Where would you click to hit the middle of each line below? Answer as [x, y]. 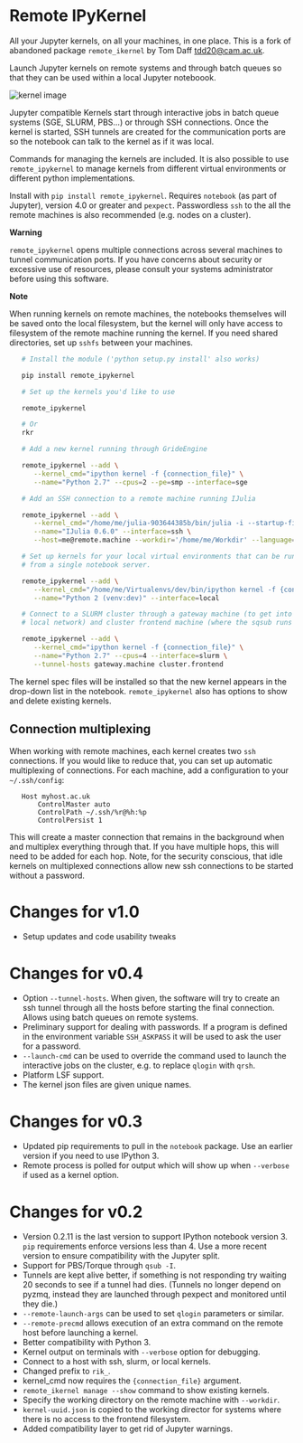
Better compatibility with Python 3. [87, 1343]
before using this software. [60, 278]
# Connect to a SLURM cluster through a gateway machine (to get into [157, 614]
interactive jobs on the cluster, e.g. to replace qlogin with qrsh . [139, 1066]
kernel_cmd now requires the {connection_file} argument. [132, 1381]
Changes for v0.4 [77, 973]
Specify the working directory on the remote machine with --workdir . [151, 1400]
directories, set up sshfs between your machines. [101, 342]
